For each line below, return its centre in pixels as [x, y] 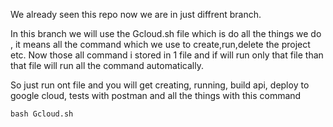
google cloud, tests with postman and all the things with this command [156, 95]
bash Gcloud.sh [42, 114]
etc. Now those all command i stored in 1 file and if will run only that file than [167, 55]
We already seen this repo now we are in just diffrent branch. [136, 14]
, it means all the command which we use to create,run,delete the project [160, 44]
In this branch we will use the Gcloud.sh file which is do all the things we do [166, 33]
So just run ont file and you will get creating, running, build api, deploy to [160, 85]
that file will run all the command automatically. [107, 65]
